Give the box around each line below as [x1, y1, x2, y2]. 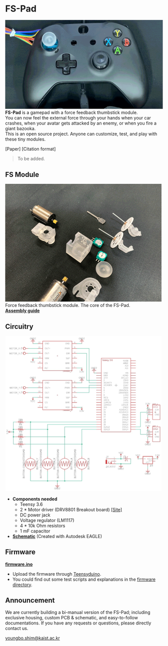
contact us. [5, 625, 28, 631]
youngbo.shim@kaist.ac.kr [5, 635, 60, 641]
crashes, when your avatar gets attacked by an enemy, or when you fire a [5, 120, 156, 126]
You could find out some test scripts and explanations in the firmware [12, 576, 156, 582]
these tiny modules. [5, 136, 46, 142]
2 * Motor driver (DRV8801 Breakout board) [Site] [19, 506, 122, 512]
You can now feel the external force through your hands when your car [5, 115, 151, 121]
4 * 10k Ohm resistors [19, 522, 65, 528]
